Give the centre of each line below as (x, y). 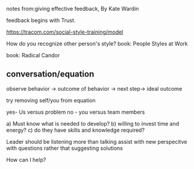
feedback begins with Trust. (41, 20)
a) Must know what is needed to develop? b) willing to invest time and (93, 123)
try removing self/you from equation (51, 100)
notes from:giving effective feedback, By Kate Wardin (73, 9)
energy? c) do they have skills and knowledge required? (76, 130)
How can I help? (26, 159)
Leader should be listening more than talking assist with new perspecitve (97, 141)
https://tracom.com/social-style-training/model (65, 32)
